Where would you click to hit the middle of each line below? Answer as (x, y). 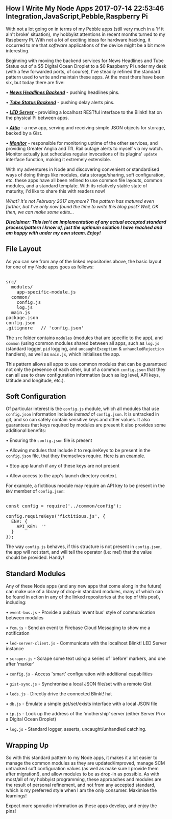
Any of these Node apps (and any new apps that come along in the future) (84, 586)
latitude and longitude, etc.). (35, 380)
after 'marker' (20, 664)
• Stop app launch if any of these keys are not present (63, 466)
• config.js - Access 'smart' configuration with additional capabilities (79, 674)
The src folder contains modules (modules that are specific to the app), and (84, 338)
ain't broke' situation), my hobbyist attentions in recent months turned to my (85, 34)
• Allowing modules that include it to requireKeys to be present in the (78, 451)
